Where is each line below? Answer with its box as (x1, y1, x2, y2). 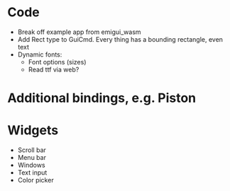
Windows (17, 161, 45, 170)
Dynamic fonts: (17, 50, 62, 59)
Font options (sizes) (28, 57, 87, 66)
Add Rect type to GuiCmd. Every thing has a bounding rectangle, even (17, 35, 224, 43)
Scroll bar (17, 146, 46, 154)
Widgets (7, 122, 59, 139)
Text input (17, 168, 48, 177)
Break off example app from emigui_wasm (17, 28, 141, 36)
